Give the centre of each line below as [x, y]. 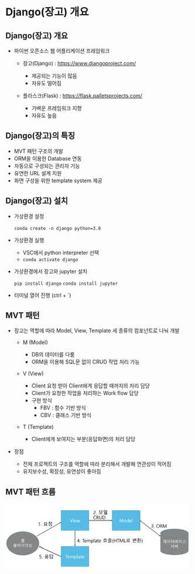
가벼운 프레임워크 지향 [57, 108]
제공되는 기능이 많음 [54, 76]
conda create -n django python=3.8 [57, 228]
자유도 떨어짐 [47, 83]
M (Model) [35, 342]
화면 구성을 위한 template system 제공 [58, 181]
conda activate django [50, 259]
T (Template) [38, 427]
